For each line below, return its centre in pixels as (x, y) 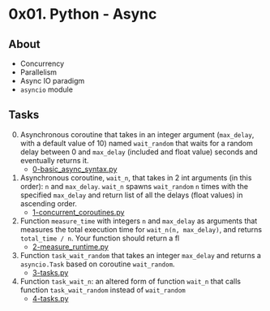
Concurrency (42, 63)
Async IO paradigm (52, 81)
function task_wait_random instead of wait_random (103, 290)
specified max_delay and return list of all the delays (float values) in (131, 195)
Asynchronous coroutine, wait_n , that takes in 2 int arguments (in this (136, 177)
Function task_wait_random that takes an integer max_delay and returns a (141, 255)
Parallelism (39, 72)
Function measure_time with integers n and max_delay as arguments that (139, 221)
